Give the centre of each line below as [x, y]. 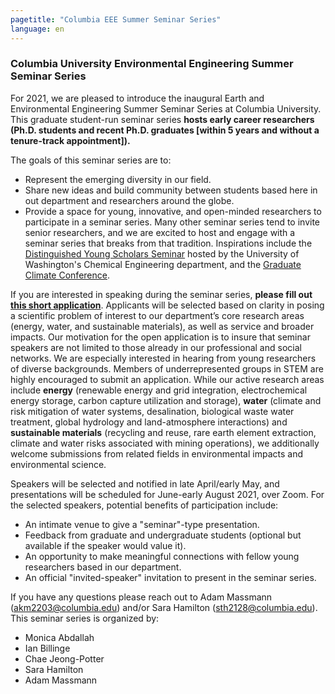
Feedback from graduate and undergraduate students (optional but [163, 535]
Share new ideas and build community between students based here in [171, 190]
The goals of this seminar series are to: [91, 160]
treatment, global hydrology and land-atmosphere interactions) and [149, 422]
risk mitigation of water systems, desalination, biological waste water [152, 411]
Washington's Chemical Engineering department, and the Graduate [163, 264]
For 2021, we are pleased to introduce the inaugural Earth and [137, 98]
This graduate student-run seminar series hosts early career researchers [162, 119]
